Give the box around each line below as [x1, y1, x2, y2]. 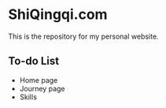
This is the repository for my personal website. [8, 32, 159, 41]
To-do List [8, 54, 60, 68]
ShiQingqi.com [8, 6, 108, 24]
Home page [19, 75, 58, 84]
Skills [19, 92, 38, 102]
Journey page [19, 84, 65, 93]
